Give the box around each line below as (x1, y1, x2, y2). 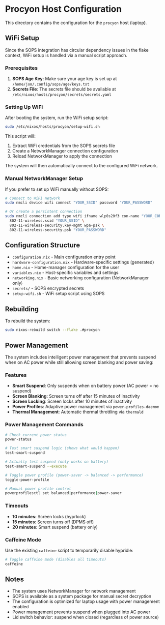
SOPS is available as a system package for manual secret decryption (12, 594, 152, 599)
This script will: (5, 133, 36, 139)
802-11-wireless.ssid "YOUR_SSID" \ (9, 218, 84, 223)
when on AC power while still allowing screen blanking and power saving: (5, 359, 154, 365)
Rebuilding (5, 305, 39, 313)
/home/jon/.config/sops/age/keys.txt (12, 82, 90, 87)
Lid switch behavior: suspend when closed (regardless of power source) (12, 614, 159, 620)
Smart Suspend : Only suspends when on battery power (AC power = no (12, 383, 159, 389)
